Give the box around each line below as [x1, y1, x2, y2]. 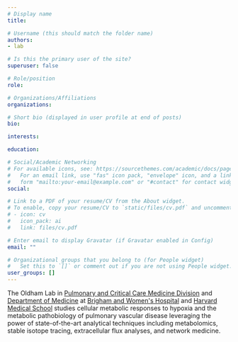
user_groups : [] [7, 270, 55, 277]
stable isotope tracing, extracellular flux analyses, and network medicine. [7, 326, 221, 335]
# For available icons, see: [7, 165, 93, 172]
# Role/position [7, 75, 55, 82]
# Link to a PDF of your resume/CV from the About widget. [7, 198, 186, 205]
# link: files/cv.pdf [7, 224, 78, 231]
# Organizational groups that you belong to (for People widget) [7, 256, 204, 263]
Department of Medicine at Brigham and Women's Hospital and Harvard [7, 297, 217, 304]
